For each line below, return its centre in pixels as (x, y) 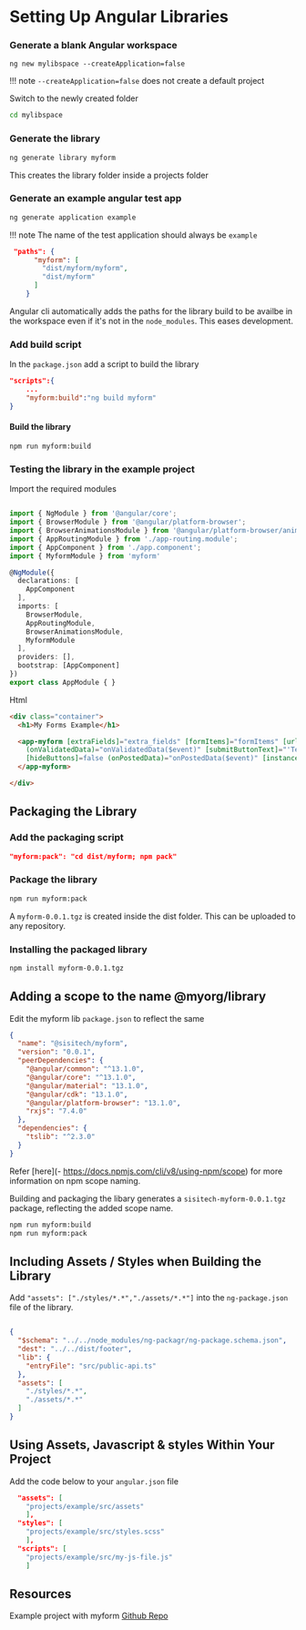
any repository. (38, 925)
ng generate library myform (63, 158)
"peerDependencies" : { (61, 1061)
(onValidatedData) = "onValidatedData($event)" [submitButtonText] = (154, 750)
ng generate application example (73, 217)
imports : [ (38, 606)
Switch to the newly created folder (74, 98)
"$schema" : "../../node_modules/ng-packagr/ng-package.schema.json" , (152, 1340)
